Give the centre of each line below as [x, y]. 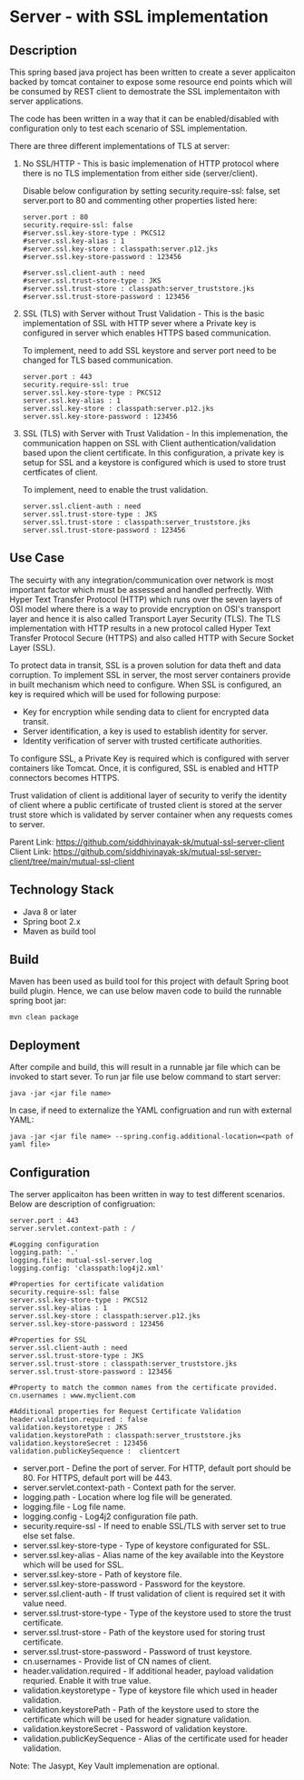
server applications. [46, 101]
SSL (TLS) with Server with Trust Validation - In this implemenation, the [155, 433]
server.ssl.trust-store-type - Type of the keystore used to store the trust [157, 1613]
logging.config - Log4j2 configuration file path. [110, 1516]
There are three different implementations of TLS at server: [120, 146]
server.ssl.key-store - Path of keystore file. [102, 1575]
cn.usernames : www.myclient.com [73, 1396]
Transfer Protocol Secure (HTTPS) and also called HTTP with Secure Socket [152, 637]
